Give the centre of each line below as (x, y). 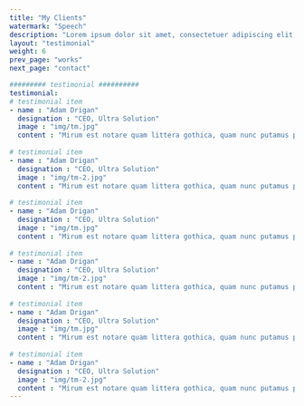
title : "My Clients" (48, 18)
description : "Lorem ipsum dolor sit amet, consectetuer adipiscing (141, 34)
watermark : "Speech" (48, 26)
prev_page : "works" (46, 60)
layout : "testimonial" (52, 43)
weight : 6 (28, 52)
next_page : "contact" (50, 69)
